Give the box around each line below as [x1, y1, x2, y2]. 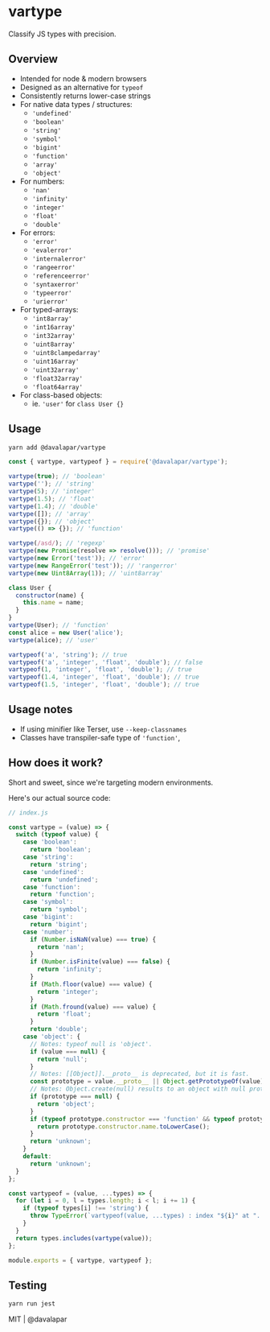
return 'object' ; [37, 1099, 95, 1108]
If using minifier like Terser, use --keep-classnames [19, 724, 187, 734]
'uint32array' [31, 365, 80, 374]
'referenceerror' [31, 272, 91, 280]
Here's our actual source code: [8, 793, 111, 802]
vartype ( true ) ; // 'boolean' [8, 472, 106, 480]
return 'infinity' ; [37, 965, 103, 974]
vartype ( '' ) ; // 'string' [8, 480, 95, 489]
